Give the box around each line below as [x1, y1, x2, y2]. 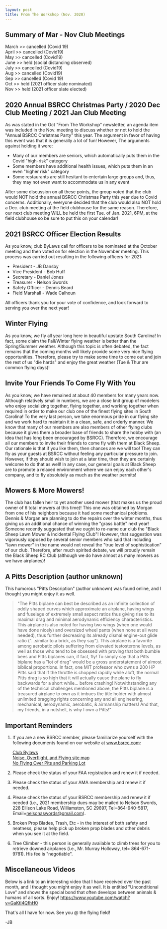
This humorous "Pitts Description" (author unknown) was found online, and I [5, 585, 162, 592]
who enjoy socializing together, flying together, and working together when [5, 403, 159, 409]
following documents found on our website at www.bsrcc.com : [12, 740, 141, 746]
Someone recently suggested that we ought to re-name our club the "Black [5, 526, 159, 532]
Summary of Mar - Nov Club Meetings [5, 30, 125, 39]
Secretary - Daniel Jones [12, 274, 64, 280]
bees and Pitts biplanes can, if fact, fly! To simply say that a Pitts [17, 654, 150, 660]
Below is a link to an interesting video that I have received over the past [5, 879, 151, 885]
